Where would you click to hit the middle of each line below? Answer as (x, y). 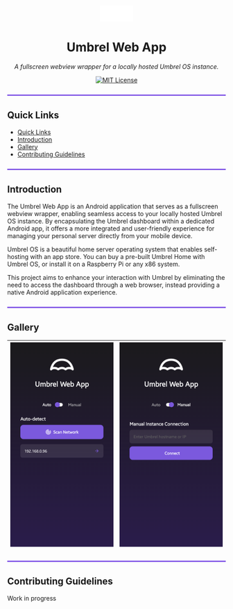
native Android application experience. (62, 292)
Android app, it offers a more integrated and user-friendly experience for (111, 228)
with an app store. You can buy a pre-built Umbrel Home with (118, 256)
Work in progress (32, 598)
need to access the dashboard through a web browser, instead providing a (114, 285)
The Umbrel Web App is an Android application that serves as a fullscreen (113, 206)
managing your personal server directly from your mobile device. (100, 235)
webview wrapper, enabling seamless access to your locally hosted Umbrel (115, 213)
